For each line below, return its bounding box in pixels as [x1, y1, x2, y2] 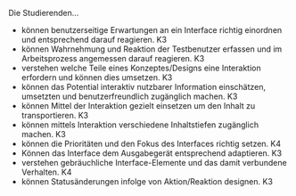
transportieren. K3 [21, 110, 89, 120]
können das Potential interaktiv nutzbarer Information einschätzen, [21, 82, 267, 92]
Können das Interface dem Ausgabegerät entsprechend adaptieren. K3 [21, 148, 283, 159]
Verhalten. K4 [21, 167, 72, 177]
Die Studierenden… [8, 8, 79, 18]
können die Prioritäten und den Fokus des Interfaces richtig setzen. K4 [21, 138, 282, 149]
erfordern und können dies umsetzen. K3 [21, 72, 173, 83]
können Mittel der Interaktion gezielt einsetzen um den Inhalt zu [21, 101, 256, 110]
